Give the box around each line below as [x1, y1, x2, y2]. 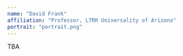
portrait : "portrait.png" [7, 23, 82, 30]
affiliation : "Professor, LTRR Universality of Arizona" [7, 17, 177, 24]
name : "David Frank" [7, 10, 68, 17]
